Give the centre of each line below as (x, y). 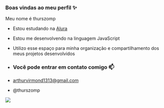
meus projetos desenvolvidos (44, 54)
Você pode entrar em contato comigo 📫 (63, 67)
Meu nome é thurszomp (30, 19)
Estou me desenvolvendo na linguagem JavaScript (66, 38)
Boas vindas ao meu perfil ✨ (41, 8)
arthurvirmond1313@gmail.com (46, 80)
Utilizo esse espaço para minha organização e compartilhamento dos (86, 48)
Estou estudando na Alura (40, 29)
